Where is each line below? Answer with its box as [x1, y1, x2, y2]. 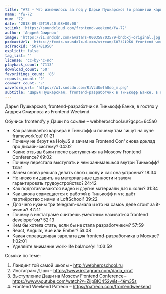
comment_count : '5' [5, 81, 45, 85]
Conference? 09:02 [12, 154, 52, 160]
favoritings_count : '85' [5, 72, 56, 77]
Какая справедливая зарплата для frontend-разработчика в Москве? [12, 233, 159, 239]
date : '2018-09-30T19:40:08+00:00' [5, 21, 79, 26]
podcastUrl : [5, 40, 30, 44]
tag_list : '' [5, 53, 32, 58]
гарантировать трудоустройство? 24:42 [12, 180, 97, 186]
